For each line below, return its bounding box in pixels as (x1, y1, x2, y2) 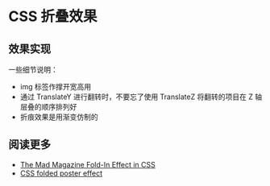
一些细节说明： (8, 65, 58, 74)
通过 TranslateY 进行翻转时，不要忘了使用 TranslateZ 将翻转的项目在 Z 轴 (19, 92, 263, 101)
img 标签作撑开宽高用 (19, 82, 91, 91)
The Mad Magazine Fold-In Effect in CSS (19, 159, 156, 169)
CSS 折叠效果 (8, 7, 98, 26)
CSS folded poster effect (19, 168, 103, 178)
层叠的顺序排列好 (19, 102, 77, 111)
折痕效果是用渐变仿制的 (19, 112, 98, 122)
